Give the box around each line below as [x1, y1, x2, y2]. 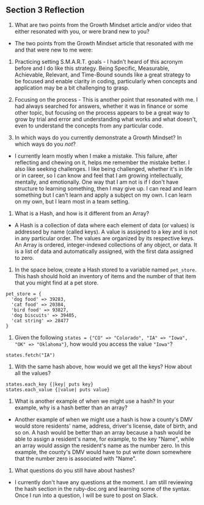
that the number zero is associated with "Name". [14, 455, 137, 462]
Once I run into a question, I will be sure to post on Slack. [14, 492, 158, 499]
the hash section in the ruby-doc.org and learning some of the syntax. [14, 485, 191, 492]
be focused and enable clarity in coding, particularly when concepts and [14, 77, 197, 85]
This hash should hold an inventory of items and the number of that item [14, 272, 197, 279]
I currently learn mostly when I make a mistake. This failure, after [14, 152, 178, 159]
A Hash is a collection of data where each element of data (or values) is [14, 221, 195, 229]
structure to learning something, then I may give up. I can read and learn [14, 184, 197, 192]
